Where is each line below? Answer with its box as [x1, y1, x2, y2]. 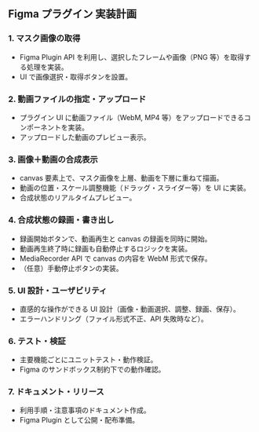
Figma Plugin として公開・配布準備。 [19, 416, 140, 425]
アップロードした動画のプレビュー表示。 [19, 132, 151, 141]
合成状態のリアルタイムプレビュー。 [19, 193, 137, 203]
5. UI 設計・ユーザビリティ [8, 285, 108, 296]
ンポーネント [19, 123, 61, 132]
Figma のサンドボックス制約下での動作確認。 [19, 364, 166, 375]
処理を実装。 [26, 62, 68, 71]
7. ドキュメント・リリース [8, 386, 104, 397]
